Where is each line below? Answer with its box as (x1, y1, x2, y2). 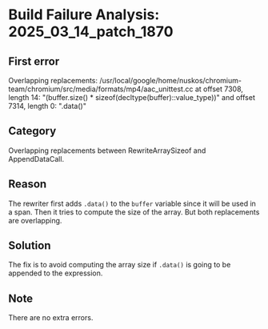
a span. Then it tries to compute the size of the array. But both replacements (8, 207, 260, 217)
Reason (8, 178, 47, 191)
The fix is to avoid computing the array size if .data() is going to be (8, 260, 231, 270)
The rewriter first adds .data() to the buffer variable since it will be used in (8, 199, 256, 208)
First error (8, 54, 60, 68)
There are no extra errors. (8, 313, 94, 323)
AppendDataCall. (8, 154, 65, 163)
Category (8, 124, 57, 138)
